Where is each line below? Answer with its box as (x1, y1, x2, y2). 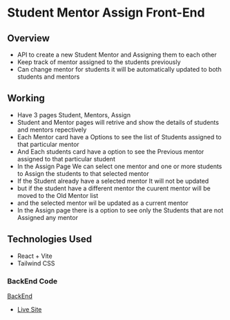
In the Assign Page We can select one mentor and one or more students (17, 162, 222, 170)
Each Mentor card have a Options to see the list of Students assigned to (17, 132, 222, 141)
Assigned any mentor (17, 213, 78, 221)
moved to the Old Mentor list (17, 191, 99, 199)
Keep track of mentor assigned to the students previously (17, 58, 181, 66)
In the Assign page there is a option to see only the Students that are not (17, 206, 224, 214)
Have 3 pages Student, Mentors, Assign (17, 110, 131, 119)
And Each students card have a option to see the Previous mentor (17, 147, 204, 156)
